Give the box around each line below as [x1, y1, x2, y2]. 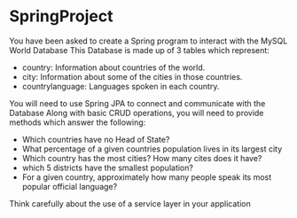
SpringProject [9, 6, 113, 27]
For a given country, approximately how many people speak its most [21, 171, 272, 183]
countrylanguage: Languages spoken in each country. [21, 81, 220, 91]
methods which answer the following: [9, 117, 146, 128]
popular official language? [21, 181, 118, 191]
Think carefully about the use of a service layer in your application [9, 198, 251, 209]
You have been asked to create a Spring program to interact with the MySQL [9, 35, 288, 46]
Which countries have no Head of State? [21, 134, 170, 144]
